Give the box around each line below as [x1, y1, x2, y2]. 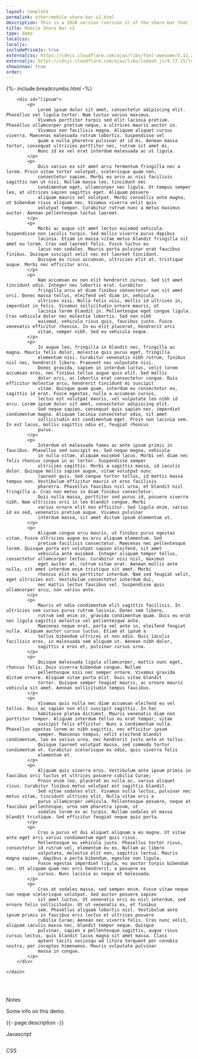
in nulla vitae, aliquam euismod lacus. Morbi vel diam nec [37, 453, 189, 459]
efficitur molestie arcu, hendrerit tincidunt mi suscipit [6, 381, 154, 386]
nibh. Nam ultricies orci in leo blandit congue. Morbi [6, 499, 146, 505]
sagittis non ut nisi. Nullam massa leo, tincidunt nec [6, 179, 146, 185]
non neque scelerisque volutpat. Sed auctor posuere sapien [6, 891, 157, 897]
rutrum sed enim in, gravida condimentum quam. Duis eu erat [37, 613, 192, 619]
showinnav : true [6, 63, 46, 70]
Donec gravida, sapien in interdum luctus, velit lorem [37, 365, 178, 371]
